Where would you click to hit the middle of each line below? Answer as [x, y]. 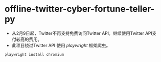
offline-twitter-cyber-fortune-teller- [80, 9]
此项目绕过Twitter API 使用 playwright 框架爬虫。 [61, 45]
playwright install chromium [34, 54]
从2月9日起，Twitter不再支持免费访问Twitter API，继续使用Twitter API [82, 33]
